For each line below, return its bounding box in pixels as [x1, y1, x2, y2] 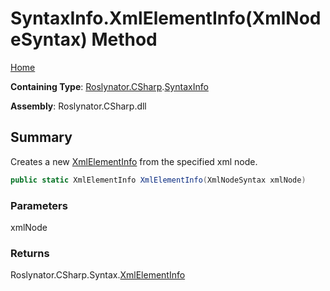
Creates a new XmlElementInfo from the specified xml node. [10, 155, 258, 167]
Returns [10, 246, 50, 260]
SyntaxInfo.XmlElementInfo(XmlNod [10, 7, 322, 30]
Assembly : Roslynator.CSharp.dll [10, 100, 147, 112]
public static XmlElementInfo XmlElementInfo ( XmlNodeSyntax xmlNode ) [10, 175, 307, 185]
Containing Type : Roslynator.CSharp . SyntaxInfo [10, 80, 209, 92]
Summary [10, 129, 73, 146]
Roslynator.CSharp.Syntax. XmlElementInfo [10, 269, 186, 281]
